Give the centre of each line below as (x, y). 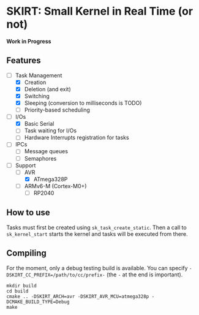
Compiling (27, 253)
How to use (28, 213)
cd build (17, 291)
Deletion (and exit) (48, 89)
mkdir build (21, 286)
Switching (37, 96)
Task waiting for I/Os (51, 131)
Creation (35, 82)
